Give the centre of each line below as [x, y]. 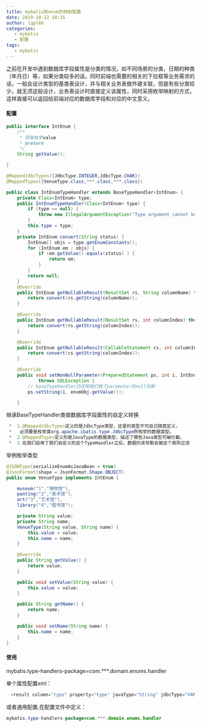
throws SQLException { [66, 381]
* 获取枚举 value [38, 138]
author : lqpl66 [25, 23]
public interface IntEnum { [41, 126]
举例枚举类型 [22, 455]
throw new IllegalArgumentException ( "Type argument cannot [113, 215]
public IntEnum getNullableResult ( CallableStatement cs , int [95, 348]
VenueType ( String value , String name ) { [68, 527]
